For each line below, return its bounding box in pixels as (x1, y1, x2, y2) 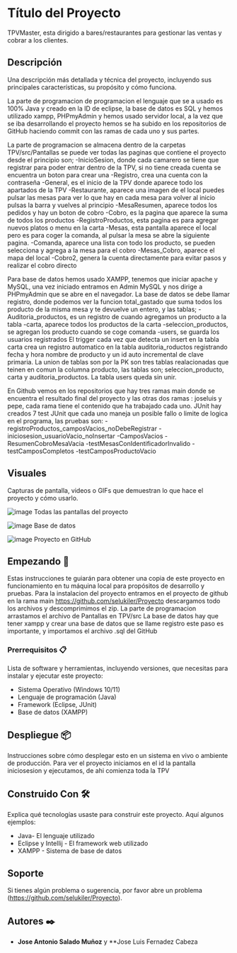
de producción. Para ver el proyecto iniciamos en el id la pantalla (7, 759, 196, 767)
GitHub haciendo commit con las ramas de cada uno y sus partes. (7, 126, 200, 135)
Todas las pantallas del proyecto (34, 507, 129, 515)
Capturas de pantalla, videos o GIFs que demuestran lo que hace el (7, 486, 204, 494)
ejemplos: (7, 818, 36, 827)
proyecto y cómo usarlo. (7, 494, 79, 502)
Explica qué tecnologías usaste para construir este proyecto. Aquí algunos (7, 810, 224, 819)
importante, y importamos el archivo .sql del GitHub (7, 627, 158, 635)
